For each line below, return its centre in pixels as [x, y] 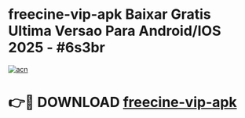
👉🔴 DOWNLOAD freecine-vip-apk [122, 102]
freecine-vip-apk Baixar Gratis [110, 14]
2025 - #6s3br [57, 48]
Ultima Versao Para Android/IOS [115, 31]
